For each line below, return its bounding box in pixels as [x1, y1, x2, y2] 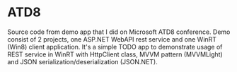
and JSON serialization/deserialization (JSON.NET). [7, 57, 158, 66]
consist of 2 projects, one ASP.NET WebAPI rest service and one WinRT [7, 35, 217, 43]
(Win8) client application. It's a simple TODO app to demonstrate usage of [7, 42, 223, 51]
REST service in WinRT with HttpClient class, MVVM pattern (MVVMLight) [7, 50, 223, 59]
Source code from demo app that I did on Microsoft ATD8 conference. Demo [7, 28, 231, 36]
